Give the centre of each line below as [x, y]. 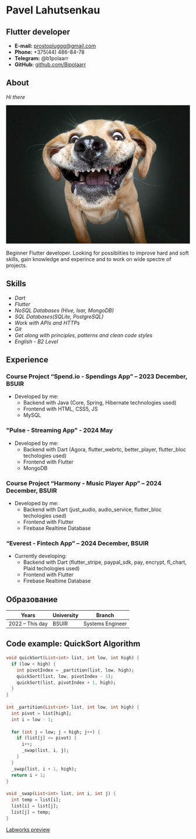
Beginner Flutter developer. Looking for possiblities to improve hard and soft [97, 253]
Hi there [15, 97]
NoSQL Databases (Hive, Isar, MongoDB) [64, 310]
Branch [105, 615]
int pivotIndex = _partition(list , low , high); [75, 670]
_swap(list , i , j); [45, 751]
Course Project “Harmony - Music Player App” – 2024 [84, 483]
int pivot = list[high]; [41, 713]
